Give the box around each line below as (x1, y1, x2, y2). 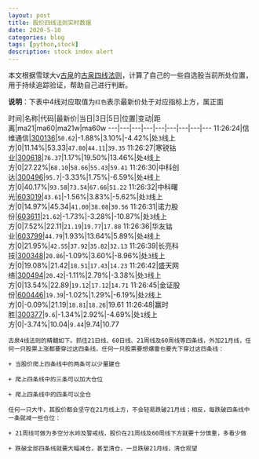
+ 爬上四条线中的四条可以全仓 (8, 391, 92, 399)
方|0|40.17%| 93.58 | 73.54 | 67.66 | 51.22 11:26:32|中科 (8, 182, 172, 191)
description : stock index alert (8, 48, 114, 56)
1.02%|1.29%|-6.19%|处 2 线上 (68, 290, 162, 299)
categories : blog (8, 33, 65, 42)
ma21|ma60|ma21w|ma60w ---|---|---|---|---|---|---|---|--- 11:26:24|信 (16, 123, 250, 133)
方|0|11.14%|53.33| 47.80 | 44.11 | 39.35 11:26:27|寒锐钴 (8, 143, 177, 152)
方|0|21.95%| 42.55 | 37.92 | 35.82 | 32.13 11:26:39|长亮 (8, 241, 173, 250)
